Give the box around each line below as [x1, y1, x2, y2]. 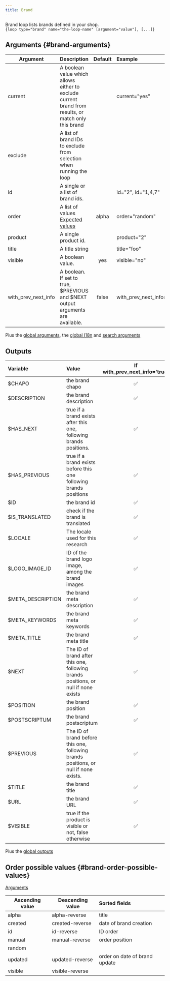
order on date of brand [99, 953, 153, 960]
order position [99, 936, 133, 943]
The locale [66, 528, 92, 536]
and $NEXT [60, 293, 87, 301]
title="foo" [116, 245, 142, 252]
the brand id [66, 499, 95, 506]
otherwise [66, 835, 90, 842]
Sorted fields [99, 900, 131, 907]
